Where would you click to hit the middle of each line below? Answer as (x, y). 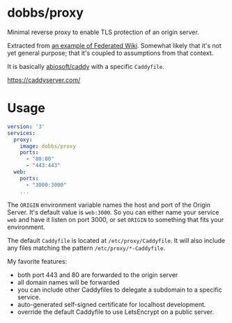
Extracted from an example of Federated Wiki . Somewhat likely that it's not (114, 45)
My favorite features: (37, 261)
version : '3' (26, 127)
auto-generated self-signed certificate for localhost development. (111, 304)
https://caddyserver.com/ (44, 80)
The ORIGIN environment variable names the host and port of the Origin (109, 205)
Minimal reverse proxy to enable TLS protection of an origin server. (103, 32)
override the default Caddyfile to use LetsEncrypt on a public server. (116, 312)
